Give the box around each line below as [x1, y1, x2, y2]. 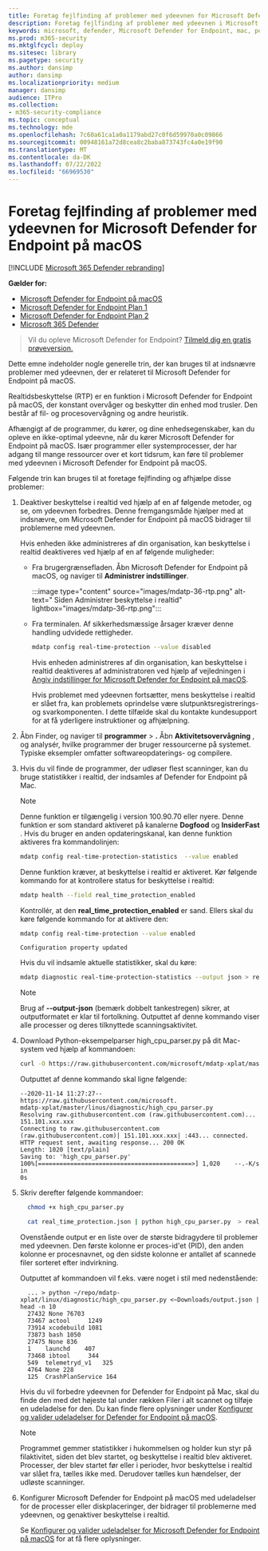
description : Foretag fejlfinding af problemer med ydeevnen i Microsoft [8, 19, 259, 27]
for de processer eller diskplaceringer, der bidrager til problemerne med [19, 1501, 257, 1511]
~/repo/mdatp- [73, 1288, 121, 1297]
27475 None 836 [27, 1337, 78, 1345]
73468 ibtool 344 [27, 1352, 100, 1360]
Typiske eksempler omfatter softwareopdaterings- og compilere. [19, 747, 233, 757]
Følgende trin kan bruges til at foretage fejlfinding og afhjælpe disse [8, 473, 231, 483]
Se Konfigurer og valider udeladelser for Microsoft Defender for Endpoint [19, 1525, 260, 1535]
